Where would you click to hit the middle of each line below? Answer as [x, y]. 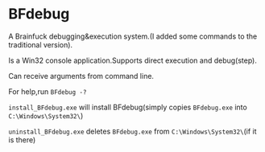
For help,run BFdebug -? [48, 91]
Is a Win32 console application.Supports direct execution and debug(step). [133, 60]
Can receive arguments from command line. [81, 76]
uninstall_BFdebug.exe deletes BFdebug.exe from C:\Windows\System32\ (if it [132, 131]
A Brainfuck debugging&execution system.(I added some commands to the [133, 36]
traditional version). [41, 44]
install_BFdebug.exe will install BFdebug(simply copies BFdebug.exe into [128, 107]
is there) [22, 140]
